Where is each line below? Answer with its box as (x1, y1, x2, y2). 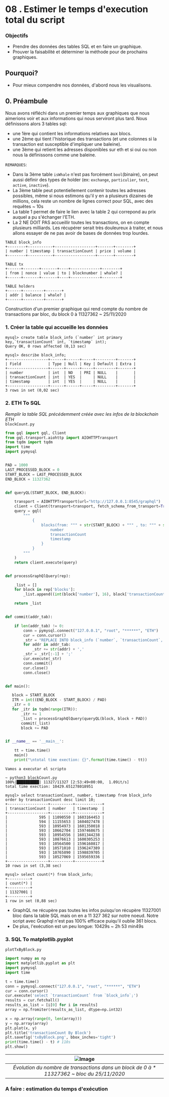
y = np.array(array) (5, 1021, 49, 1026)
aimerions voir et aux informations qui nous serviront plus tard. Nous (5, 116, 147, 122)
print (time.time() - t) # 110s (5, 1040, 71, 1045)
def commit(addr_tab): (5, 614, 53, 619)
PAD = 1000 (5, 463, 28, 468)
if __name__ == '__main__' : (5, 739, 64, 744)
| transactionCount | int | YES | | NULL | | (5, 375, 136, 380)
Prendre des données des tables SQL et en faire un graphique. (12, 44, 142, 50)
